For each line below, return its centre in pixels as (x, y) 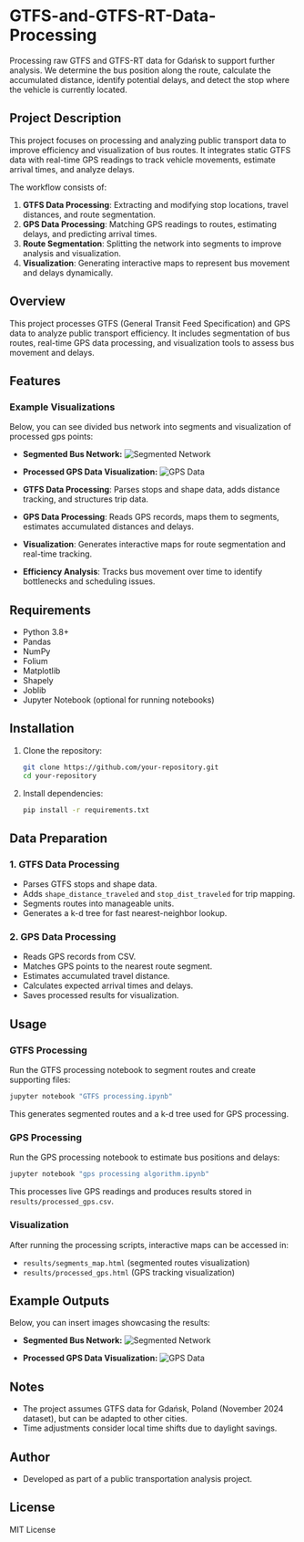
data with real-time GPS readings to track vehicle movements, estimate (142, 160)
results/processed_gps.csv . (62, 1202)
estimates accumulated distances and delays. (108, 526)
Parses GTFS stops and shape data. (90, 884)
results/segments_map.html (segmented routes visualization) (136, 1262)
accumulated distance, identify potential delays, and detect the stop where (149, 79)
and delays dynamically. (68, 272)
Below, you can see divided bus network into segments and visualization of (150, 427)
